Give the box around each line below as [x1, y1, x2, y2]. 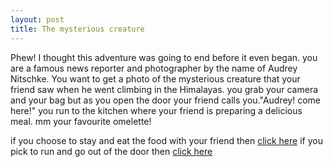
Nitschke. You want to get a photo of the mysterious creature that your [10, 72, 301, 85]
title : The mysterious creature [10, 24, 145, 34]
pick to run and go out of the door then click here [10, 145, 213, 157]
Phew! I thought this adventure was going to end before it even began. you [10, 51, 318, 63]
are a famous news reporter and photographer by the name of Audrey [10, 62, 298, 74]
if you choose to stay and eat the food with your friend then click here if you [10, 134, 323, 146]
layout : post [10, 14, 65, 25]
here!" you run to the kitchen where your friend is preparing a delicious [10, 104, 303, 116]
